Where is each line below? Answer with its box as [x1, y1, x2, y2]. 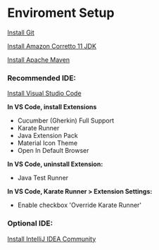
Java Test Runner [17, 174, 69, 182]
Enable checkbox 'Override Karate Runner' [17, 201, 142, 209]
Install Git [7, 28, 35, 37]
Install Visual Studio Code [7, 89, 82, 98]
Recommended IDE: [7, 73, 76, 82]
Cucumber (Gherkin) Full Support [17, 116, 115, 125]
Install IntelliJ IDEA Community [7, 235, 96, 243]
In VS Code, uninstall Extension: [7, 160, 103, 168]
